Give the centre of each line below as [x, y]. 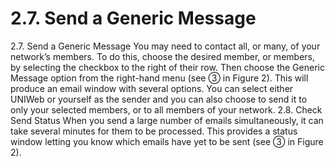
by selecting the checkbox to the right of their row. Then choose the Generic [167, 67]
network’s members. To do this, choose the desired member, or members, [162, 56]
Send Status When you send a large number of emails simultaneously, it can [167, 120]
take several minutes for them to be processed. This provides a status [154, 131]
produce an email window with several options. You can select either [152, 88]
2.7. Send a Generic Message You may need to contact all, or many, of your [165, 46]
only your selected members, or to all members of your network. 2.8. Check [166, 109]
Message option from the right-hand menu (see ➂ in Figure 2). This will [159, 78]
